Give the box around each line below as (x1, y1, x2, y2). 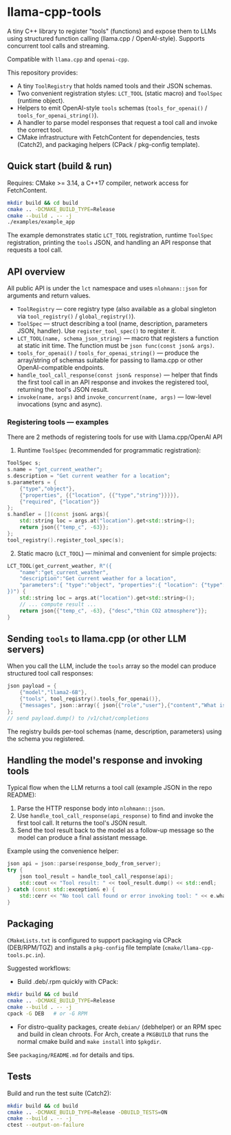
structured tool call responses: (7, 669, 94, 678)
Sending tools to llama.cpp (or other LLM (7, 633, 187, 644)
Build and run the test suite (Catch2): (7, 1089, 111, 1097)
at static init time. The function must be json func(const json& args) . (16, 342, 215, 350)
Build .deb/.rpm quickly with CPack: (16, 978, 119, 986)
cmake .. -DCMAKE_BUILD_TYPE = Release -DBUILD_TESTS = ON (7, 1109, 168, 1116)
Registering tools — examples (7, 417, 109, 426)
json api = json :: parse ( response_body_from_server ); (7, 860, 162, 867)
